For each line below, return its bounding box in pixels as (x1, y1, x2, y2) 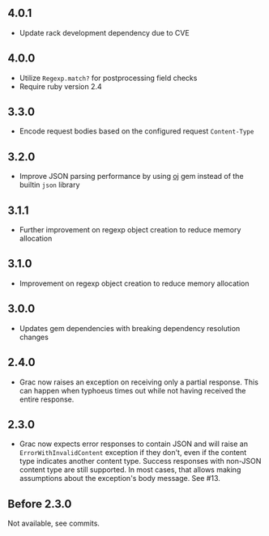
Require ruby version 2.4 (19, 81, 102, 91)
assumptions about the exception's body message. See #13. (19, 474, 220, 483)
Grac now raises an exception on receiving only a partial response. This (19, 376, 258, 387)
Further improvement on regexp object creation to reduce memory (19, 225, 241, 235)
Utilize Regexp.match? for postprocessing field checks (19, 73, 198, 83)
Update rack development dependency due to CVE (19, 28, 190, 37)
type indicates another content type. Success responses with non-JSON (19, 457, 262, 466)
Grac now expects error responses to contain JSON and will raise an (19, 439, 249, 449)
